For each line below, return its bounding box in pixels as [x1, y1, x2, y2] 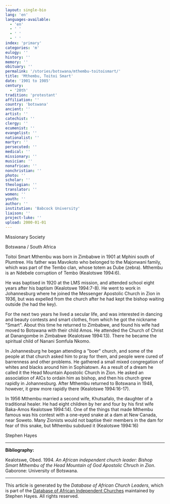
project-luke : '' [5, 215, 42, 220]
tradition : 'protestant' [5, 92, 58, 98]
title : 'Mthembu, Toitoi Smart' [5, 74, 73, 79]
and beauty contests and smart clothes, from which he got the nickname [5, 317, 157, 323]
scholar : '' [5, 177, 30, 183]
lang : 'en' [5, 12, 28, 17]
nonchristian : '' [5, 168, 42, 173]
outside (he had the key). [5, 301, 57, 307]
